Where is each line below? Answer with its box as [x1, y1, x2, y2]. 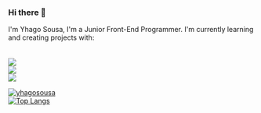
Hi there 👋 [8, 7, 47, 18]
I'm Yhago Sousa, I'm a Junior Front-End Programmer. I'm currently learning [8, 25, 254, 34]
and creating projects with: [8, 33, 95, 42]
